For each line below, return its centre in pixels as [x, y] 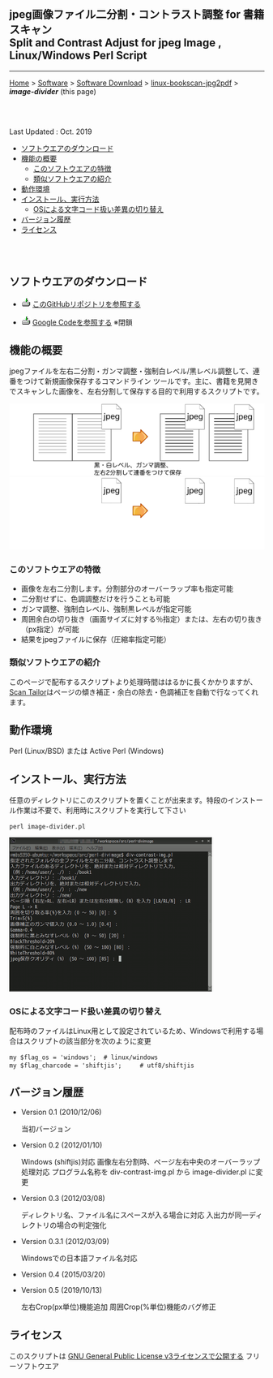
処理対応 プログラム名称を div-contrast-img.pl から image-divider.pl [134, 1172]
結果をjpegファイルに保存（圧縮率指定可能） [96, 639]
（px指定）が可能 [50, 629]
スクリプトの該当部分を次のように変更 [87, 1040]
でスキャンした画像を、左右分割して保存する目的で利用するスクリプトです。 [136, 391]
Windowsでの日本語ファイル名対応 [79, 1258]
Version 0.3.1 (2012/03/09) [65, 1242]
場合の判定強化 [81, 1225]
